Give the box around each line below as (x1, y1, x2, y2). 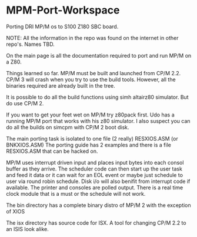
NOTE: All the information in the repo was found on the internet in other (6, 34, 179, 41)
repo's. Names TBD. (6, 41, 55, 48)
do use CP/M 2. (6, 99, 44, 106)
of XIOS (6, 208, 25, 215)
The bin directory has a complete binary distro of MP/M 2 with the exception (6, 201, 191, 209)
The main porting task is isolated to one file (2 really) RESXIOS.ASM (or (6, 135, 178, 142)
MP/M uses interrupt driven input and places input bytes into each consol (6, 159, 184, 166)
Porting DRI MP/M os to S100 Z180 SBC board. (6, 23, 119, 30)
